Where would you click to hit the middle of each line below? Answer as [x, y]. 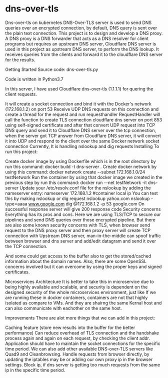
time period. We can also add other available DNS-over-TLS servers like [79, 348]
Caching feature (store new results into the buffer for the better [70, 327]
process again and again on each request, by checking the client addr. [78, 338]
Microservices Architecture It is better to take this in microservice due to [79, 281]
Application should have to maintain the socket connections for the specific [83, 343]
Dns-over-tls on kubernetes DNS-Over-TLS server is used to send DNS [78, 22]
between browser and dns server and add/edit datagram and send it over [81, 241]
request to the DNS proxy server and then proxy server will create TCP [78, 230]
